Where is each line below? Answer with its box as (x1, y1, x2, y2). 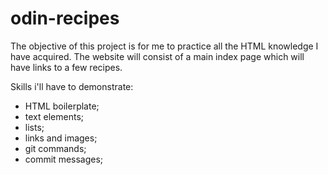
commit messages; (24, 153, 104, 165)
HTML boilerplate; (24, 100, 100, 112)
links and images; (24, 132, 98, 144)
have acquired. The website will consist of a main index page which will (10, 50, 305, 62)
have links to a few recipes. (10, 61, 123, 73)
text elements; (24, 110, 84, 122)
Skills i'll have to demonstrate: (10, 80, 134, 92)
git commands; (24, 142, 87, 154)
